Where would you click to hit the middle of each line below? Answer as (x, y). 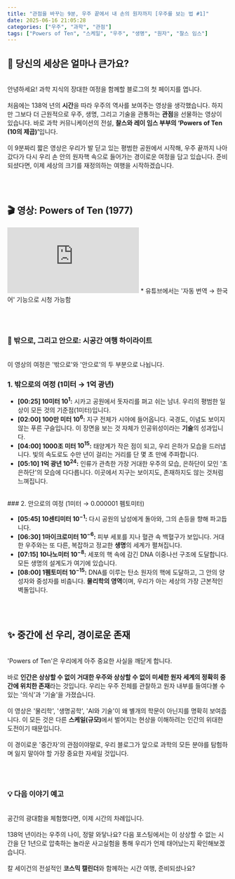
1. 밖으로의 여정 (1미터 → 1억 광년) (61, 384)
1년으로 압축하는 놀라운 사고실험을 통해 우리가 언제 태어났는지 (111, 843)
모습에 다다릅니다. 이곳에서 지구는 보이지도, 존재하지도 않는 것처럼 (134, 472)
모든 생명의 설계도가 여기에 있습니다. (67, 563)
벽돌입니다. (33, 589)
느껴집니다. (33, 481)
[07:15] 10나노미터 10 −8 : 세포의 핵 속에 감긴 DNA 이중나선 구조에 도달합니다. (123, 553)
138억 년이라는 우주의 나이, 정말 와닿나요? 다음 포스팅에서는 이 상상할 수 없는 (112, 834)
